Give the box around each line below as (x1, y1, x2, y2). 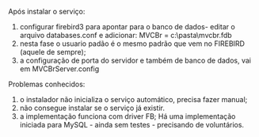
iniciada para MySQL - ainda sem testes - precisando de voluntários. (19, 120, 244, 129)
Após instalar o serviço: (8, 7, 86, 16)
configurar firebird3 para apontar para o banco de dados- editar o (19, 22, 235, 31)
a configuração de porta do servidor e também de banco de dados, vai (19, 55, 252, 65)
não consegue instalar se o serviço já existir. (19, 103, 165, 112)
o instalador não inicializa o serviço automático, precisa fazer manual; (19, 95, 248, 104)
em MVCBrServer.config (19, 64, 100, 74)
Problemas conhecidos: (8, 79, 86, 89)
